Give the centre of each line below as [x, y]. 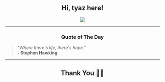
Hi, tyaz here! [82, 8]
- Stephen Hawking [37, 53]
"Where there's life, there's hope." [51, 48]
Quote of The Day [82, 37]
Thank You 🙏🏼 [82, 73]
